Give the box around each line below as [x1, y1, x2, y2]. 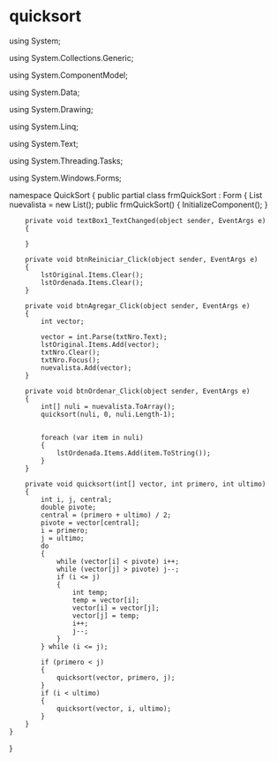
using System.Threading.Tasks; [9, 155, 124, 165]
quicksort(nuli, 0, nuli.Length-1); [41, 410, 176, 419]
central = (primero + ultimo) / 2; [41, 511, 172, 520]
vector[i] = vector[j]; [71, 604, 161, 612]
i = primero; [41, 526, 89, 535]
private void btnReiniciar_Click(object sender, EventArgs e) [25, 255, 258, 264]
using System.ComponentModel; [9, 69, 128, 81]
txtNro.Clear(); [41, 348, 101, 357]
